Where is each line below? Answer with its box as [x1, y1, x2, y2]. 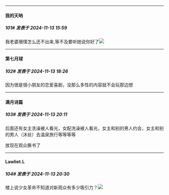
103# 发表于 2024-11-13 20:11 [5, 111, 68, 117]
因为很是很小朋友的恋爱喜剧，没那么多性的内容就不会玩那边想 [5, 82, 133, 88]
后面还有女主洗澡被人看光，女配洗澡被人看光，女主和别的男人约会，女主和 [5, 125, 159, 131]
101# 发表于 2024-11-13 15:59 [5, 25, 67, 31]
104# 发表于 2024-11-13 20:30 [5, 171, 69, 177]
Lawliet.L [5, 159, 25, 165]
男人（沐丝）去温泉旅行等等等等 [9, 132, 76, 138]
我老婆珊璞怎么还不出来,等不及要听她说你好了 [5, 38, 100, 44]
